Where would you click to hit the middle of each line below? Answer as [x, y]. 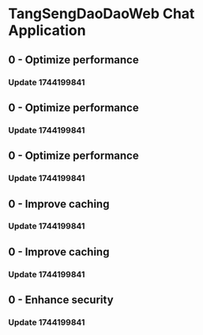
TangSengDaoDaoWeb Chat [101, 14]
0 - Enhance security [61, 300]
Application [47, 30]
